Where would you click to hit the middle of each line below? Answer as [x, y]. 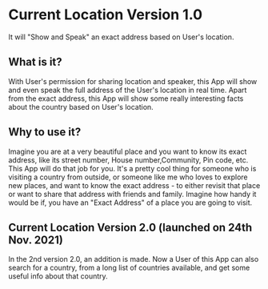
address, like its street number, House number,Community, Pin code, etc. [128, 160]
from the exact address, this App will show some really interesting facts [126, 98]
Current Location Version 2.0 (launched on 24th [130, 227]
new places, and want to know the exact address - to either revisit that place [134, 185]
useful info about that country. [58, 276]
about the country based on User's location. [81, 106]
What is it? [35, 62]
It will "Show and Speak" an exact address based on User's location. [121, 37]
